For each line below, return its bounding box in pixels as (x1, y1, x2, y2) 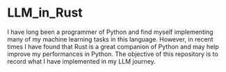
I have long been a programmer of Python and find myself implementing (7, 28, 213, 36)
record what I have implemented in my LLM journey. (7, 57, 156, 65)
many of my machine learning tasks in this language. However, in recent (7, 35, 213, 43)
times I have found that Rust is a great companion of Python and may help (7, 42, 219, 51)
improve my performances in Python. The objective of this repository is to (7, 50, 219, 58)
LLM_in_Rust (7, 5, 83, 21)
